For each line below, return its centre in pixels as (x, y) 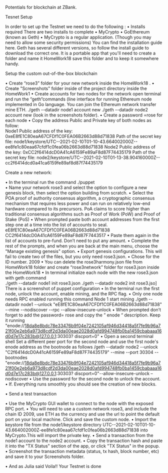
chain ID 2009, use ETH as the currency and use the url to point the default (82, 414)
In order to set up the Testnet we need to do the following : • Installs (75, 26)
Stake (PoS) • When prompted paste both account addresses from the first (82, 219)
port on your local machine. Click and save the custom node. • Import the (81, 419)
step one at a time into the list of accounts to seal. (56, 225)
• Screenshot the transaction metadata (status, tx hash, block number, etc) (82, 451)
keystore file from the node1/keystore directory (53, 425)
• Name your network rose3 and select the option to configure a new (76, 187)
